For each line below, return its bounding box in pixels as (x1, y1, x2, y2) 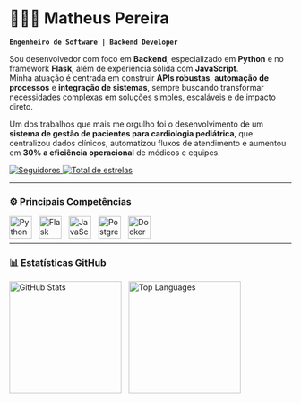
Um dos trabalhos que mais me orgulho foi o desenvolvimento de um (9, 118, 264, 129)
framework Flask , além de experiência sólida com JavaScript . (9, 63, 239, 74)
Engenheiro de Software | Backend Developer (9, 38, 178, 47)
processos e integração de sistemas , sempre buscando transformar (9, 82, 264, 92)
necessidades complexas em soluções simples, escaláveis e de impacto (9, 92, 276, 102)
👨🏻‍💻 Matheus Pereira (9, 8, 170, 29)
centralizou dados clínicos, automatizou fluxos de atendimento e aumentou (9, 137, 287, 148)
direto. (9, 101, 34, 111)
